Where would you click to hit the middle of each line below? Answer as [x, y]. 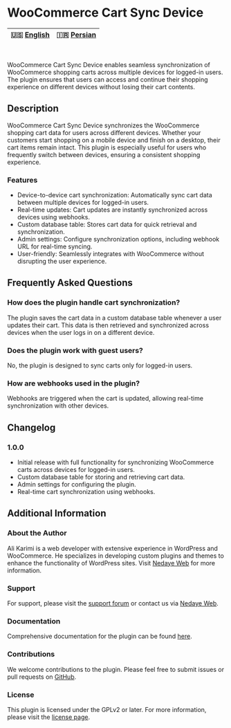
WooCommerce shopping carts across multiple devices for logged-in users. [115, 72]
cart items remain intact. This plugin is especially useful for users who [107, 147]
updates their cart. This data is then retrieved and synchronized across [108, 325]
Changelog [31, 427]
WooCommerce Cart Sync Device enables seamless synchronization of [109, 64]
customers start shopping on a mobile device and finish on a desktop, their [114, 140]
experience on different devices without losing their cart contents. [101, 87]
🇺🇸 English [30, 35]
